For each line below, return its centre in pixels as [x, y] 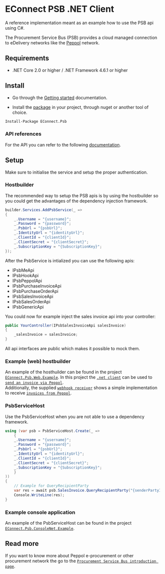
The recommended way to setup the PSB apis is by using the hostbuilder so [82, 195]
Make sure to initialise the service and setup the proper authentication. [77, 172]
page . [10, 566]
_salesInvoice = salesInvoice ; [46, 335]
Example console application [40, 512]
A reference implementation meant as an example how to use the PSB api [79, 23]
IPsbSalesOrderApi [31, 301]
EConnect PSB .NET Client [60, 9]
